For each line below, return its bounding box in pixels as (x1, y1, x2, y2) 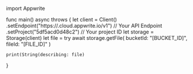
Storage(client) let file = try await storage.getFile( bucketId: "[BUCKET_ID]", (6, 35, 188, 41)
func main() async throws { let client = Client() (6, 16, 117, 23)
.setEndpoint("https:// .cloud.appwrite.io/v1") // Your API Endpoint (6, 23, 163, 29)
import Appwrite (6, 5, 46, 12)
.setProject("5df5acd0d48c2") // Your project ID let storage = (6, 28, 154, 35)
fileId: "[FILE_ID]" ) (6, 40, 51, 47)
